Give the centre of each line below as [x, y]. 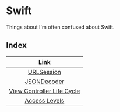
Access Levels [45, 100]
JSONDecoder [45, 82]
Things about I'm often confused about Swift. [60, 27]
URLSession [45, 72]
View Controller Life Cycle [45, 91]
